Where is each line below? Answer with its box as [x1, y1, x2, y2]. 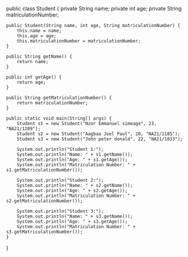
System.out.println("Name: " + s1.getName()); [17, 151, 133, 157]
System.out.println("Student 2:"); [17, 177, 104, 183]
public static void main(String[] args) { [6, 116, 112, 121]
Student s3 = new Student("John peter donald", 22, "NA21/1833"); [17, 136, 183, 142]
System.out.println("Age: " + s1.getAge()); [17, 157, 128, 163]
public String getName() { [6, 54, 72, 60]
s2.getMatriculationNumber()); [6, 198, 83, 204]
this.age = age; [17, 33, 57, 39]
